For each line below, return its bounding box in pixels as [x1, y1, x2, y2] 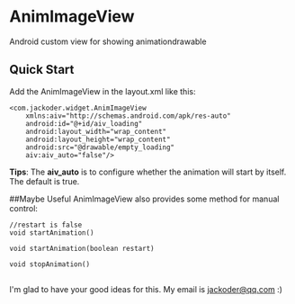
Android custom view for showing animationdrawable [9, 36, 207, 47]
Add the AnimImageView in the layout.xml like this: [9, 85, 196, 96]
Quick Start [9, 62, 75, 77]
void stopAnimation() [9, 259, 91, 269]
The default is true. [9, 175, 80, 186]
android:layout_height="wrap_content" [25, 135, 171, 144]
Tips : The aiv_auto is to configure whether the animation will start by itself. [9, 166, 287, 177]
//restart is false [9, 220, 83, 229]
